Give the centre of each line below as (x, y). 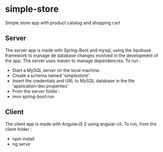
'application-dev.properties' (40, 86)
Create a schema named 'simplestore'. (51, 76)
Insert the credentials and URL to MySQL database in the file (73, 80)
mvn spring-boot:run (33, 96)
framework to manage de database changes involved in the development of (82, 55)
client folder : (18, 129)
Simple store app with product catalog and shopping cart (63, 23)
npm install (23, 139)
